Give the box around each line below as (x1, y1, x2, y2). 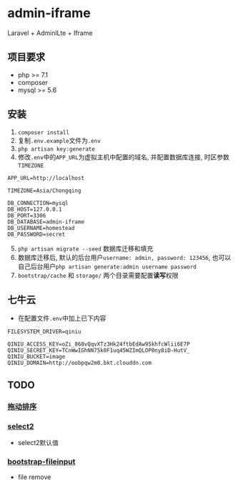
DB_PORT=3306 (7, 212, 46, 219)
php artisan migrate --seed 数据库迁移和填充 (17, 244, 154, 253)
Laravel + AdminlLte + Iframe (7, 29, 93, 37)
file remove (17, 473, 51, 481)
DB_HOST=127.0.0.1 (7, 206, 62, 213)
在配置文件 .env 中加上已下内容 (17, 314, 106, 323)
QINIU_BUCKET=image (7, 353, 66, 361)
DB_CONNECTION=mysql (7, 199, 69, 206)
